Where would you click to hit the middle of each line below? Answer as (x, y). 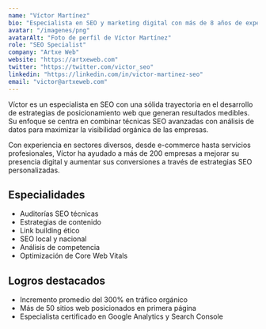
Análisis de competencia (60, 248)
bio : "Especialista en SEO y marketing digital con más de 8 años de (125, 23)
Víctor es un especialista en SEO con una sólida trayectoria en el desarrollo (131, 104)
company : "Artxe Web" (44, 52)
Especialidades (47, 195)
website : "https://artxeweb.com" (63, 60)
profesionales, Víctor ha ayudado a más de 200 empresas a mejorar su (124, 153)
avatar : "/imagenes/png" (49, 30)
